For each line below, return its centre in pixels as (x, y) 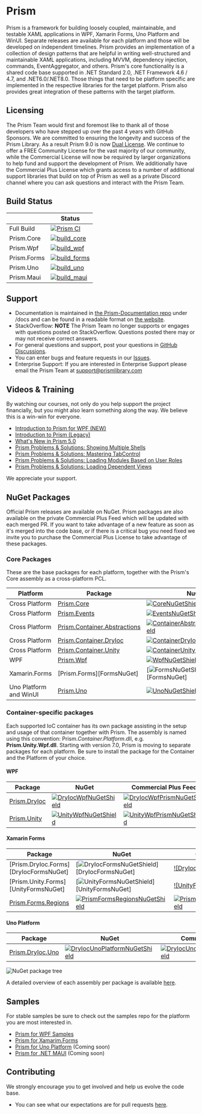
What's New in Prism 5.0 (45, 441)
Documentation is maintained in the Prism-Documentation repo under (101, 313)
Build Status (29, 202)
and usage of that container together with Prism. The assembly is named (96, 732)
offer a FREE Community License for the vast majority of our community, (96, 150)
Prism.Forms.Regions (39, 903)
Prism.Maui (25, 277)
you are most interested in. (39, 1023)
